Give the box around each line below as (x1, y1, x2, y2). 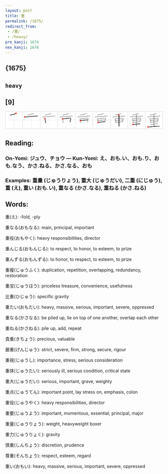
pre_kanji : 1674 (5, 40, 39, 45)
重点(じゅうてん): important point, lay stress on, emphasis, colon (5, 389, 138, 395)
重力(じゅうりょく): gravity (5, 432, 60, 438)
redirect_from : (5, 24, 37, 29)
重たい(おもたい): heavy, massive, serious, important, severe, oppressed (5, 304, 154, 310)
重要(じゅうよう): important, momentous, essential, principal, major (5, 410, 144, 417)
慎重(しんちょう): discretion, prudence (5, 442, 84, 448)
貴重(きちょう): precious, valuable (5, 336, 75, 342)
